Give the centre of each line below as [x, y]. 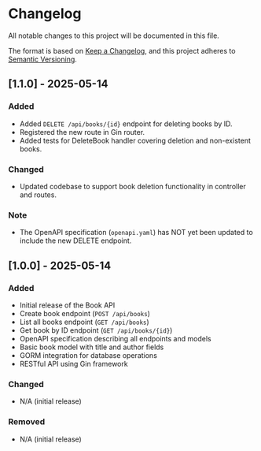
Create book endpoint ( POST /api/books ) [85, 313]
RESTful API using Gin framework [74, 363]
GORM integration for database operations [88, 355]
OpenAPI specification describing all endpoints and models [115, 338]
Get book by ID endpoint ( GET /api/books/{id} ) [96, 330]
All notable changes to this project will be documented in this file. [114, 35]
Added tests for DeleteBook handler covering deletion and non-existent [135, 140]
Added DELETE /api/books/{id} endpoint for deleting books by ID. [126, 124]
